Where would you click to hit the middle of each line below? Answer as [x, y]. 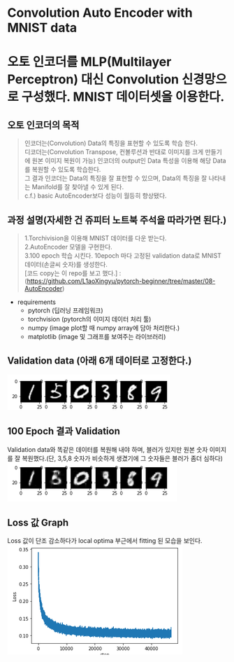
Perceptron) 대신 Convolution [93, 80]
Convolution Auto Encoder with [100, 13]
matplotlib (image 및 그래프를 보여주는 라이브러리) [97, 337]
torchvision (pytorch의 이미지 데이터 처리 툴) [89, 319]
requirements [36, 302]
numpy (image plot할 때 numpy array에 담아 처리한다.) [104, 328]
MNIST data [42, 28]
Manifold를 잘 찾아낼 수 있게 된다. [78, 187]
